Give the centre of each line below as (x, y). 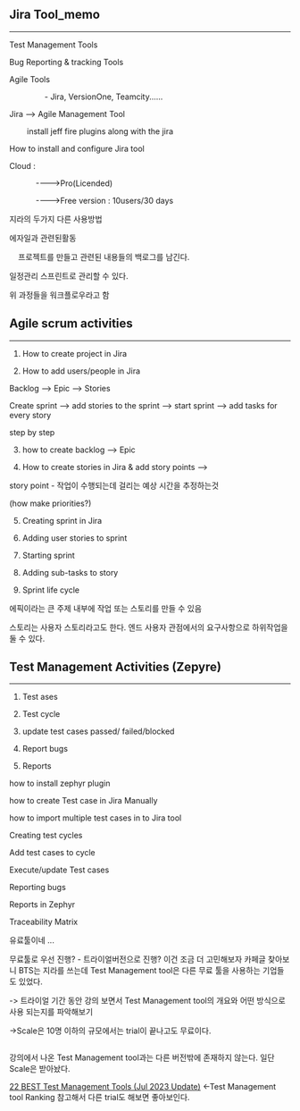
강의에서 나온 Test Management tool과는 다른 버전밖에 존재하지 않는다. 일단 (142, 1057)
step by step (32, 432)
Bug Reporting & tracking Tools (67, 62)
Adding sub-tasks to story (70, 572)
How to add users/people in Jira (81, 371)
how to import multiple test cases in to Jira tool (96, 818)
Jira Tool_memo (55, 15)
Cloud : (22, 165)
